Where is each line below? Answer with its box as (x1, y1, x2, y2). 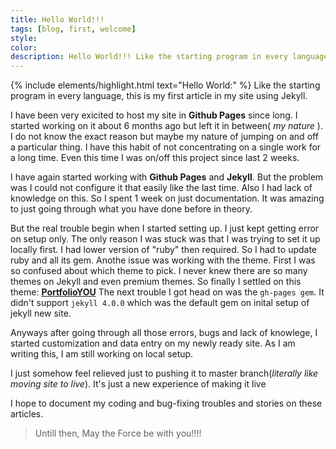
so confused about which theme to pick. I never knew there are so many (10, 265, 308, 277)
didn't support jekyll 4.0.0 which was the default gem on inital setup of (10, 297, 310, 309)
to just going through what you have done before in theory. (10, 203, 253, 215)
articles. (10, 408, 44, 420)
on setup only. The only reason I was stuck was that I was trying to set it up (10, 233, 321, 245)
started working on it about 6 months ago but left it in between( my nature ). (10, 120, 323, 132)
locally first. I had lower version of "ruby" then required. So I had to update (10, 244, 318, 256)
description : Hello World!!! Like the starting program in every (10, 52, 288, 62)
